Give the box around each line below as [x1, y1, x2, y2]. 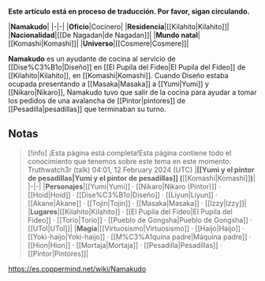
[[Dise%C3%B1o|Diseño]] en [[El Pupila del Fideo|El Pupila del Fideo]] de [8, 62, 246, 72]
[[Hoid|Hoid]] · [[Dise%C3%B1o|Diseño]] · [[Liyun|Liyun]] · [27, 189, 218, 200]
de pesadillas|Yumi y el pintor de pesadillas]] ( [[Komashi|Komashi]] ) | [27, 173, 256, 182]
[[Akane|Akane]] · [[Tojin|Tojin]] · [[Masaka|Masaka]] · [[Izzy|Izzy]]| [27, 198, 247, 208]
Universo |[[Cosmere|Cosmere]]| [82, 39, 189, 48]
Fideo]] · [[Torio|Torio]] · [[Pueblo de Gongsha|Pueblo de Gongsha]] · [27, 215, 252, 224]
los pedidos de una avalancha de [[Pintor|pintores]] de [8, 96, 186, 105]
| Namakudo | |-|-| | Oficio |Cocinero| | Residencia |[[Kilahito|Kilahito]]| [8, 22, 230, 31]
